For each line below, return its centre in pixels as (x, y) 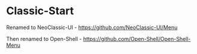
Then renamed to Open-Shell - (44, 39)
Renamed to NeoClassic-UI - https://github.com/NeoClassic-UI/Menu (92, 27)
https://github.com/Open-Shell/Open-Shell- (137, 39)
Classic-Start (40, 11)
